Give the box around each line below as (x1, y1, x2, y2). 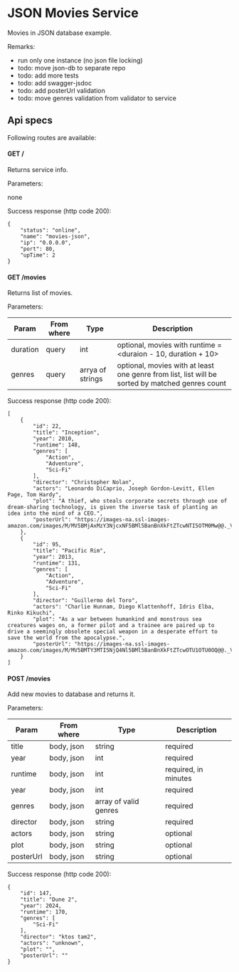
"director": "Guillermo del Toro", (33, 597, 139, 604)
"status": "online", (20, 226, 81, 234)
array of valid (95, 796, 139, 806)
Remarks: (7, 42, 36, 50)
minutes (164, 774, 192, 784)
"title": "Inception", (33, 429, 100, 437)
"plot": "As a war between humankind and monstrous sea (33, 616, 202, 623)
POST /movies (7, 674, 51, 683)
